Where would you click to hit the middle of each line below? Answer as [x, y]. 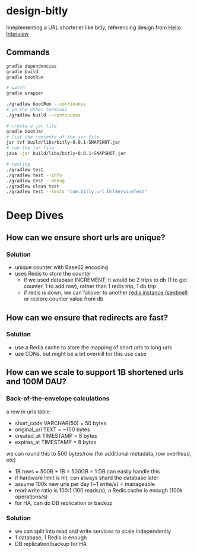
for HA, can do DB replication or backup [63, 503]
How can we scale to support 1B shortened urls [95, 372]
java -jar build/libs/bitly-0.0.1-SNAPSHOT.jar [66, 154]
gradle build [22, 72]
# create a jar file [32, 126]
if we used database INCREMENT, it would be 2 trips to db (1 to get [105, 280]
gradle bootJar [25, 131]
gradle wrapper [25, 93]
